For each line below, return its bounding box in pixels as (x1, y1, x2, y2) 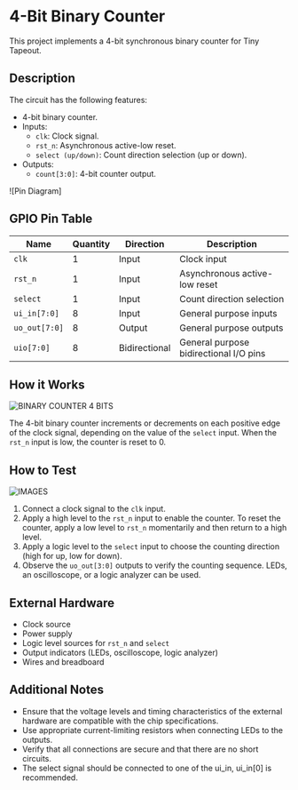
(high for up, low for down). (21, 551, 122, 562)
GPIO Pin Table (9, 211, 93, 227)
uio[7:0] (13, 342, 51, 353)
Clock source (21, 619, 71, 629)
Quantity (72, 237, 111, 250)
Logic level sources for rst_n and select (21, 638, 170, 648)
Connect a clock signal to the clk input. (21, 504, 166, 515)
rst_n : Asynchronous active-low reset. (35, 140, 176, 150)
